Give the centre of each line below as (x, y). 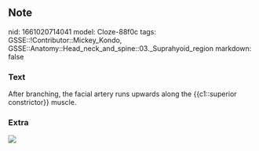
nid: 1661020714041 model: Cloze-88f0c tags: (82, 31)
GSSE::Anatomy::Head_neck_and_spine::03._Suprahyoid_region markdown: (130, 48)
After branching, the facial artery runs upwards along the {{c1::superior (122, 94)
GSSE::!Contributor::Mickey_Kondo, (65, 40)
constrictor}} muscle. (42, 102)
